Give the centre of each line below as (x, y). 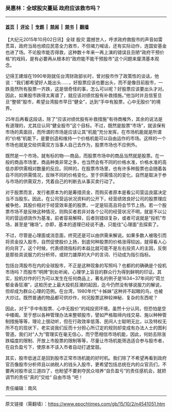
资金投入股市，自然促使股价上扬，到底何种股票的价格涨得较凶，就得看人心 (88, 241)
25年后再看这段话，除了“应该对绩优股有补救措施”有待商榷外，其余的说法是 (84, 119)
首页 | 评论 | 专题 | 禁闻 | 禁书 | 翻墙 (47, 27)
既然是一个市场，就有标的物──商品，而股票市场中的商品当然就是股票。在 (82, 156)
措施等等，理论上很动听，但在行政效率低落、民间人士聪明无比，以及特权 (86, 321)
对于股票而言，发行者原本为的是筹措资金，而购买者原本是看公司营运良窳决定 (86, 192)
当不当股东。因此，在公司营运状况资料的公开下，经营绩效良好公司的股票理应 (86, 198)
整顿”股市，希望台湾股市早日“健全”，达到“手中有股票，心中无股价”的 (84, 102)
